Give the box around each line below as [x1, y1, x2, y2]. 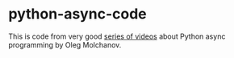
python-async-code [8, 5, 147, 23]
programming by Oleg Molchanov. [8, 39, 122, 49]
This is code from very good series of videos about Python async [8, 31, 226, 41]
